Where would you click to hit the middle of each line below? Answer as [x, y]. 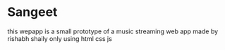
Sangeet [32, 12]
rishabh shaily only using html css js [60, 38]
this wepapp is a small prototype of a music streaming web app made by [113, 31]
